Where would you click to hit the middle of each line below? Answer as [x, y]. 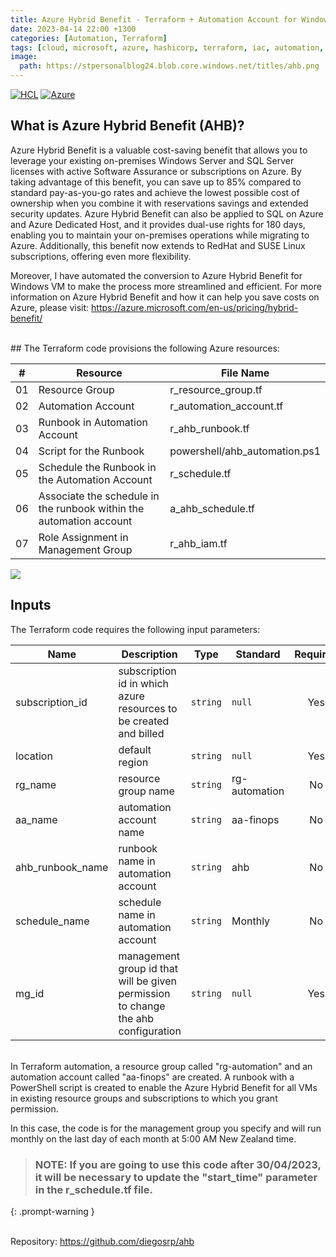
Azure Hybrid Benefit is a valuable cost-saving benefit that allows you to [159, 150]
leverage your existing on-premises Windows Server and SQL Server [152, 160]
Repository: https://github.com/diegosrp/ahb [102, 1241]
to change [142, 1006]
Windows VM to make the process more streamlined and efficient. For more [166, 286]
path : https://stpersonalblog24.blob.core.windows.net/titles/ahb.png [169, 66]
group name [146, 791]
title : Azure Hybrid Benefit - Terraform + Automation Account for [154, 19]
